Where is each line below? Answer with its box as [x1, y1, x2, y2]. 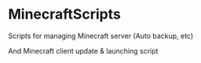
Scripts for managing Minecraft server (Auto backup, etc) [8, 31, 194, 40]
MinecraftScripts [8, 5, 122, 23]
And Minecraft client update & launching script [8, 46, 159, 55]
